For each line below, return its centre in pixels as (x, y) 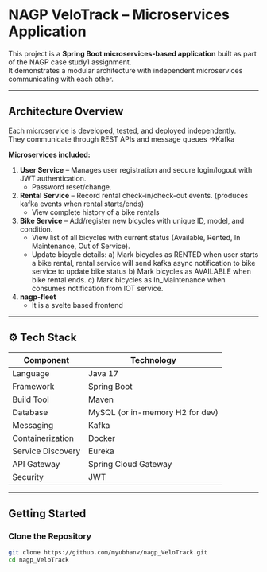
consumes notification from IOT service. (97, 288)
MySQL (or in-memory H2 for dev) (153, 412)
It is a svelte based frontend (77, 305)
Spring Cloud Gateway (130, 464)
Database (30, 412)
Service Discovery (46, 451)
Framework (33, 386)
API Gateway (36, 464)
